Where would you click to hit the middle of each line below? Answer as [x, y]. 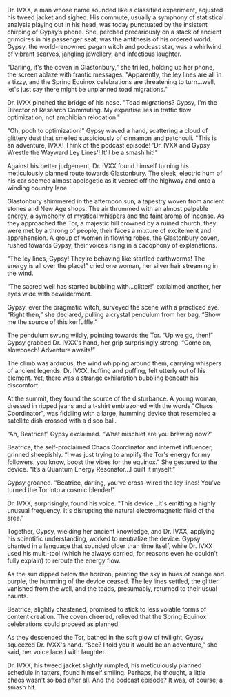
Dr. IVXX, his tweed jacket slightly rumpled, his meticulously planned [104, 665]
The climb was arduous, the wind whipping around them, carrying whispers [114, 363]
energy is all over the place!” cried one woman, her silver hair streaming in [113, 266]
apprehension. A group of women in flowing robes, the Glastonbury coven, [113, 238]
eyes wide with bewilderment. [50, 294]
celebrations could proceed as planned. [64, 624]
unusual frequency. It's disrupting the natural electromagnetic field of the [111, 511]
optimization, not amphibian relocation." [64, 117]
